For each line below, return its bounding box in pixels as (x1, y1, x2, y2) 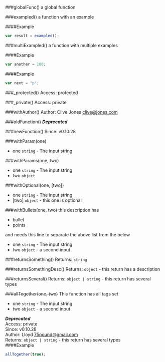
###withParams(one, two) (5, 157, 59, 163)
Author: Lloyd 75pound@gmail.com (5, 331, 78, 337)
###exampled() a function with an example (5, 14, 94, 20)
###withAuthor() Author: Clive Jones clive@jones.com (5, 109, 118, 115)
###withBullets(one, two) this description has (5, 207, 99, 213)
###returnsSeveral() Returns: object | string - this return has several (5, 275, 151, 282)
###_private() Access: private (5, 99, 67, 105)
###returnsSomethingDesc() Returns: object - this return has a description (5, 266, 160, 272)
